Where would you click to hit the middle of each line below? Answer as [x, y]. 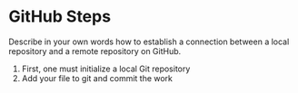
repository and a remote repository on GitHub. [95, 51]
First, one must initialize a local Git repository [106, 69]
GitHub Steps [60, 17]
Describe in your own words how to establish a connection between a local [149, 42]
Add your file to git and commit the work [97, 78]
